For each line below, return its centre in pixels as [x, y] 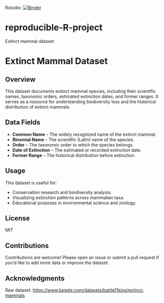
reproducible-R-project [54, 28]
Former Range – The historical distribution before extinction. [74, 155]
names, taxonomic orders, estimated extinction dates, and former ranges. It [82, 96]
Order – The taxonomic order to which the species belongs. [73, 145]
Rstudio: [14, 8]
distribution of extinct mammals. [38, 107]
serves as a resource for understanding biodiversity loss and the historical [81, 102]
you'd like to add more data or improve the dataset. [57, 263]
